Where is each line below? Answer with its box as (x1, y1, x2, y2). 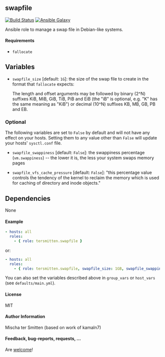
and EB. (12, 106, 28, 112)
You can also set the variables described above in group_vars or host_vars (5, 275, 156, 281)
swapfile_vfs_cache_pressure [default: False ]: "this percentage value (12, 169, 152, 176)
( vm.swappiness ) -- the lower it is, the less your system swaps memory (12, 155, 154, 161)
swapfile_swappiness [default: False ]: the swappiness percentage (12, 150, 145, 156)
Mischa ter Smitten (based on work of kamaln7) (5, 324, 102, 330)
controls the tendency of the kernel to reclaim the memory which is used (12, 175, 160, 181)
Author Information (5, 314, 46, 320)
